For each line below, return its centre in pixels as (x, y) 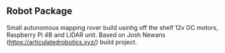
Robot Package (39, 11)
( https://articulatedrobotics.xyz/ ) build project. (72, 42)
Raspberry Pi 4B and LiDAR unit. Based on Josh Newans (86, 35)
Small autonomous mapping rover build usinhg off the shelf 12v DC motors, (113, 27)
